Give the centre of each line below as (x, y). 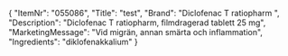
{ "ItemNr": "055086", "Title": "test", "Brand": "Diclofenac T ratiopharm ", (144, 13)
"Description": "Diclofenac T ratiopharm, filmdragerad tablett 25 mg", (137, 23)
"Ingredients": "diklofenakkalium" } (73, 42)
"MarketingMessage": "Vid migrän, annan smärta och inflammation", (136, 32)
